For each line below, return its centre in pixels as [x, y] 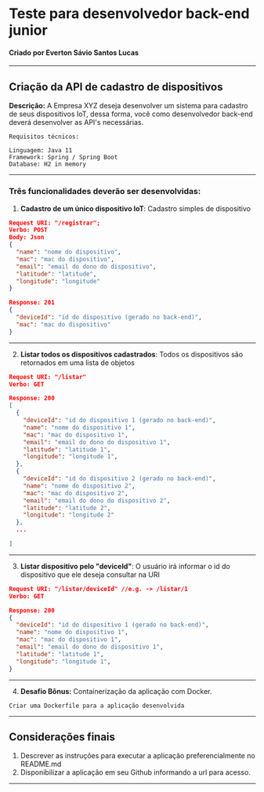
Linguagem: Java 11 [41, 151]
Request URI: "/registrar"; [55, 223]
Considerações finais [62, 737]
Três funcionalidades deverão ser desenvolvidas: [105, 192]
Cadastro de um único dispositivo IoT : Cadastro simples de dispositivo [136, 208]
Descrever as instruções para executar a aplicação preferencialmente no [137, 756]
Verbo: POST [28, 230]
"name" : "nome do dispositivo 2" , [79, 486]
